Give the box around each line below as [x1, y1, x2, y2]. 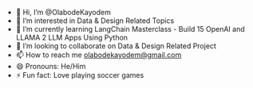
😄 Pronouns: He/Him [15, 62, 86, 71]
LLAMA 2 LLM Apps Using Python [15, 33, 128, 42]
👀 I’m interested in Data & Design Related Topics [15, 16, 175, 25]
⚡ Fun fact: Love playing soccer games [15, 71, 144, 79]
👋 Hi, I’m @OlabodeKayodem [15, 8, 112, 17]
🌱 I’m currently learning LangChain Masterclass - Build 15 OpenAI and [15, 25, 245, 33]
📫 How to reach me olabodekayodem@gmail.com [15, 50, 182, 59]
